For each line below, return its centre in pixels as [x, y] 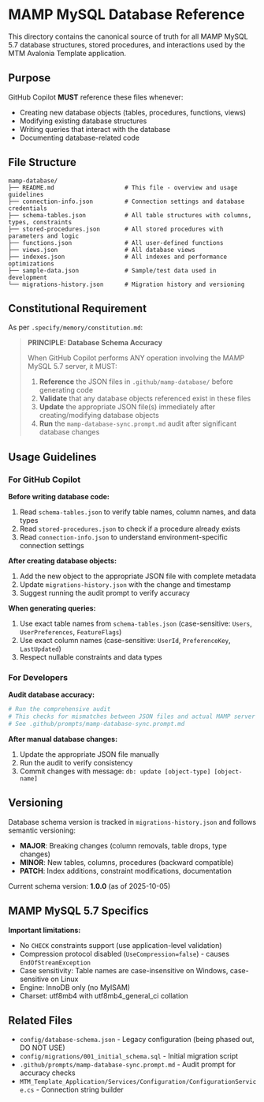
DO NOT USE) [42, 1047]
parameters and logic [44, 236]
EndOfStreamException [55, 963]
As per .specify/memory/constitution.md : [76, 327]
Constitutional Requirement [78, 308]
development [28, 277]
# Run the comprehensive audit [59, 709]
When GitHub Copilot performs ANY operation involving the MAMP [136, 358]
